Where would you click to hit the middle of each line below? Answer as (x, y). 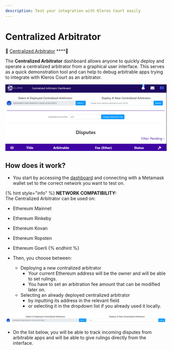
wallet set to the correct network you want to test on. (69, 183)
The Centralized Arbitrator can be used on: (50, 199)
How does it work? (36, 166)
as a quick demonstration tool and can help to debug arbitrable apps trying (84, 72)
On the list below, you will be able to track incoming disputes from (82, 332)
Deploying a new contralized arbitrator (61, 268)
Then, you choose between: (42, 258)
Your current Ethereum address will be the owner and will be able (97, 273)
